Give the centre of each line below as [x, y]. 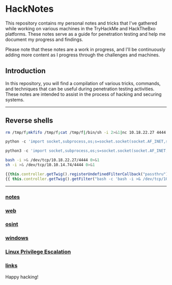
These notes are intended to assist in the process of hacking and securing [84, 94]
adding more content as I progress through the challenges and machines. [83, 55]
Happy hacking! [22, 277]
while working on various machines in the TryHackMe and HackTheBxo [81, 28]
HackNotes [29, 9]
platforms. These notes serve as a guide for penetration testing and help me [85, 34]
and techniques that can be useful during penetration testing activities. [80, 89]
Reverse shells [29, 121]
